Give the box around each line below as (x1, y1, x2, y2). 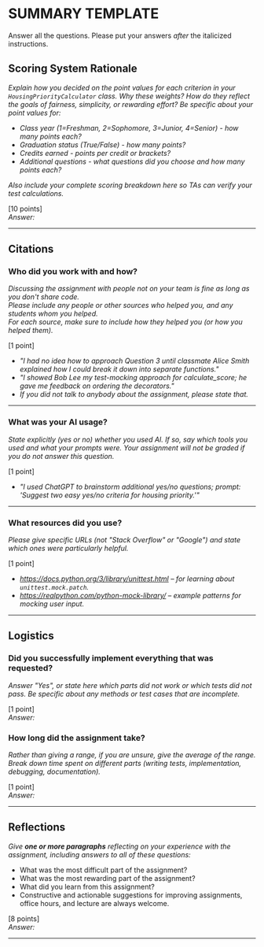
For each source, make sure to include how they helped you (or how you (8, 317, 244, 327)
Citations (8, 242, 54, 256)
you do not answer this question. (8, 451, 115, 461)
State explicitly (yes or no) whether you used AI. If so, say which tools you (8, 435, 248, 444)
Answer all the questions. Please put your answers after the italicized (8, 31, 232, 40)
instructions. (8, 39, 49, 48)
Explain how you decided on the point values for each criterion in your (8, 83, 236, 92)
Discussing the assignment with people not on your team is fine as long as (8, 284, 250, 294)
